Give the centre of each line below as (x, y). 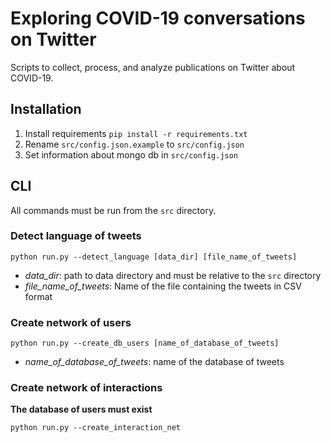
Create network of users (71, 322)
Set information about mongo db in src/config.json (131, 154)
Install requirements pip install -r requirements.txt (136, 133)
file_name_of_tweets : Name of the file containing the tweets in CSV (163, 286)
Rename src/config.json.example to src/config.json (134, 144)
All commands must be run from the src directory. (113, 210)
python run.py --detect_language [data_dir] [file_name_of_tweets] (154, 257)
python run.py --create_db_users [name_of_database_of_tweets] (145, 343)
